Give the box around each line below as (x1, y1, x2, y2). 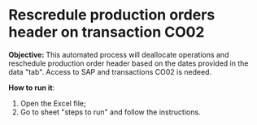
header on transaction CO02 (8, 23, 205, 41)
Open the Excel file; (20, 98, 86, 108)
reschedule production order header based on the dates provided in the (8, 58, 249, 68)
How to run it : (8, 83, 55, 93)
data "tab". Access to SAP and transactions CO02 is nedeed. (8, 67, 212, 76)
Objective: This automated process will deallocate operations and (8, 50, 229, 59)
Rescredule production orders (8, 6, 216, 24)
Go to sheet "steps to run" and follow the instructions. (20, 107, 201, 117)
